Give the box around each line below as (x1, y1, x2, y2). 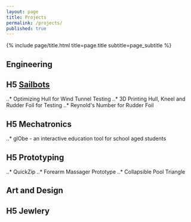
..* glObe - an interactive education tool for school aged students (6, 135, 167, 142)
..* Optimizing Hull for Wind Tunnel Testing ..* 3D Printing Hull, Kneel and (6, 95, 186, 102)
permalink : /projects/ (6, 20, 63, 26)
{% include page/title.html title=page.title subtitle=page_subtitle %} (6, 42, 172, 49)
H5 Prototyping (6, 152, 64, 162)
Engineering (6, 59, 53, 69)
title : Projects (6, 14, 47, 20)
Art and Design (6, 185, 64, 196)
